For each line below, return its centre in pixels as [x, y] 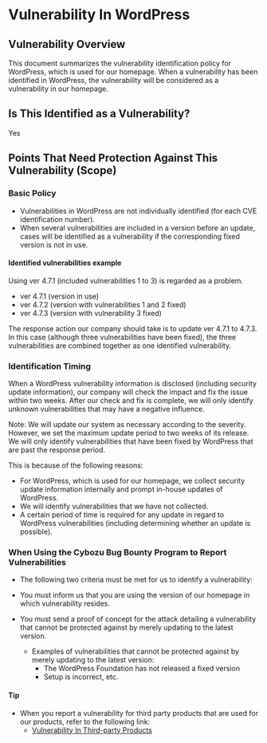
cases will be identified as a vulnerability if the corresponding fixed [130, 236]
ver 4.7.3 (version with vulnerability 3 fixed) [90, 313]
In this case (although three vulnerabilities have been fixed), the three [122, 337]
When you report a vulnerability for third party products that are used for [139, 713]
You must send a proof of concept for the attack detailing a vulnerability [138, 619]
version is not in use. [54, 244]
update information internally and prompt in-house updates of [121, 489]
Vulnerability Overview [67, 44]
